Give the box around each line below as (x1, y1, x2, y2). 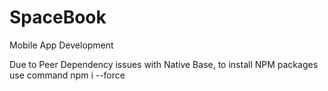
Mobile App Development (9, 39, 114, 51)
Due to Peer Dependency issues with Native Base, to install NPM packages (9, 58, 319, 70)
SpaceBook (9, 6, 107, 29)
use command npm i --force (9, 69, 126, 81)
